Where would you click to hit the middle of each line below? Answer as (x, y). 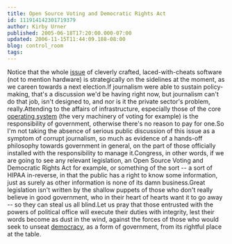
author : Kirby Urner (37, 26)
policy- (213, 87)
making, (19, 94)
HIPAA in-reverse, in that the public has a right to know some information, (113, 175)
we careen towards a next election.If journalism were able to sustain (105, 87)
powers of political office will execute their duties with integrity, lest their (111, 211)
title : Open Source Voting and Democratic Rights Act (87, 14)
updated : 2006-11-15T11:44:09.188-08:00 (67, 40)
